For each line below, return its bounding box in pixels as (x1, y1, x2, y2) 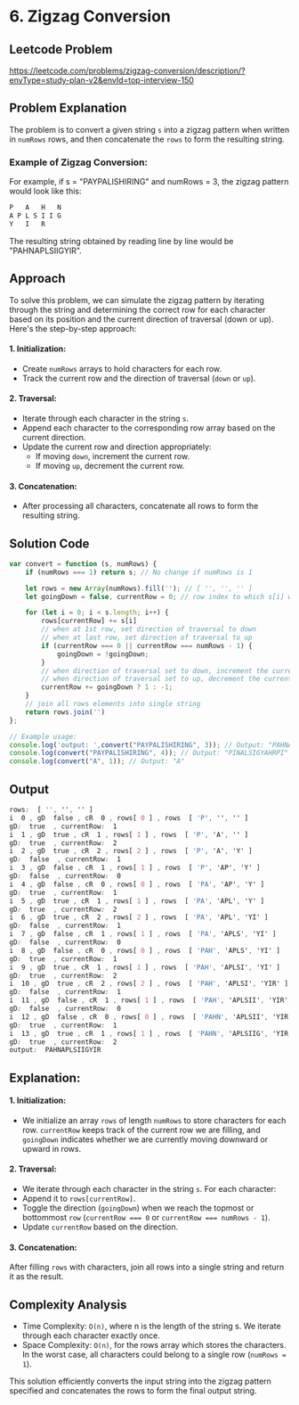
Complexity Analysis (9, 1297, 127, 1312)
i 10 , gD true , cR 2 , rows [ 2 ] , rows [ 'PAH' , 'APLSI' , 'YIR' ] (9, 979, 289, 989)
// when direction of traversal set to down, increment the (41, 666, 269, 675)
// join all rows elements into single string (25, 700, 201, 709)
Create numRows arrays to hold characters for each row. (21, 363, 222, 374)
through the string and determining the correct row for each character (9, 304, 266, 315)
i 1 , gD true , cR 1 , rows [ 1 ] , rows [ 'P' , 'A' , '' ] (9, 830, 249, 839)
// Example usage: (9, 732, 77, 741)
